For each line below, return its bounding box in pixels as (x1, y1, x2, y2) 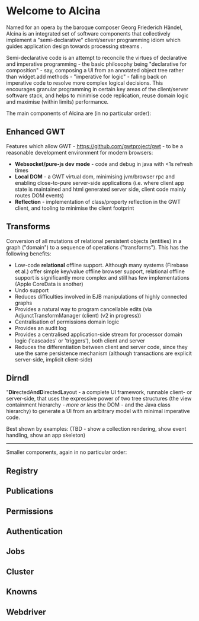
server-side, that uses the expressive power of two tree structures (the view (6, 395, 192, 402)
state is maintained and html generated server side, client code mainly (14, 185, 187, 193)
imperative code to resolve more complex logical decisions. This (6, 79, 163, 87)
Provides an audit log (14, 324, 67, 331)
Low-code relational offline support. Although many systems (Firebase (14, 261, 188, 268)
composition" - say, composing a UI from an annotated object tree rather (6, 66, 184, 73)
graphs (14, 299, 33, 306)
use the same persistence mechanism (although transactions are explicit (14, 350, 192, 357)
